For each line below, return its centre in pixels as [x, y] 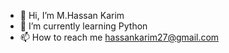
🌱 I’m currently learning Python [83, 26]
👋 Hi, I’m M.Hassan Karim [72, 15]
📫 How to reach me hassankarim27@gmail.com [119, 37]
